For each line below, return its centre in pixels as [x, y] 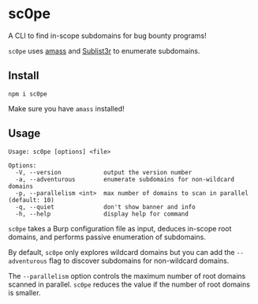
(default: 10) [32, 200]
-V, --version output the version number [104, 172]
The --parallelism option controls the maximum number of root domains [127, 276]
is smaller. [24, 292]
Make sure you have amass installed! [66, 108]
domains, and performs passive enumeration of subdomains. [107, 237]
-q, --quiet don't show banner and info [105, 207]
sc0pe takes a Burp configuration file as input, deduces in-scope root [120, 228]
